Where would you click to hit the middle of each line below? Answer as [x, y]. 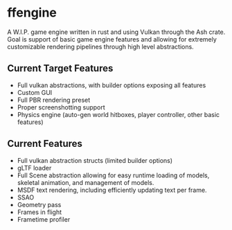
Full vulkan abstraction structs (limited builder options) [95, 160]
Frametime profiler [44, 219]
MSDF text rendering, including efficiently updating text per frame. [112, 190]
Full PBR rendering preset [54, 100]
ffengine [32, 13]
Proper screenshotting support [61, 107]
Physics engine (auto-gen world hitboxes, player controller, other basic [118, 114]
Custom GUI [35, 92]
